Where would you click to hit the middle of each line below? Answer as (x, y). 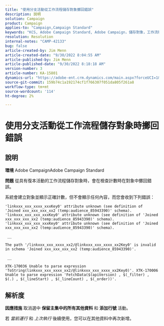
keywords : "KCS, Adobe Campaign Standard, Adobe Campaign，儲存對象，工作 (80, 32)
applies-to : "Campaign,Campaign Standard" (49, 28)
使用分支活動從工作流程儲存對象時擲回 (82, 126)
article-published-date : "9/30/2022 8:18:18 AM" (55, 64)
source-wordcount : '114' (30, 91)
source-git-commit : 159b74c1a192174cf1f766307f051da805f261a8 (70, 82)
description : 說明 (23, 14)
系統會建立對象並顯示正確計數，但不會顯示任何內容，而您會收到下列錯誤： (80, 197)
